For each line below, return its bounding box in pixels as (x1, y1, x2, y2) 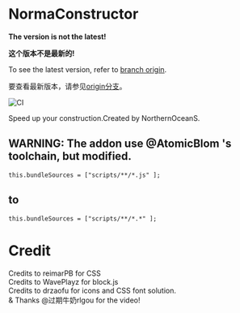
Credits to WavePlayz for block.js (8, 277, 119, 286)
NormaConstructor (8, 5, 139, 24)
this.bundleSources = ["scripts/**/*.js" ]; (8, 171, 161, 179)
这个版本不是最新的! (8, 48, 75, 58)
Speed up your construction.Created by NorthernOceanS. (8, 113, 200, 122)
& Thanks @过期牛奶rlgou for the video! (8, 295, 141, 305)
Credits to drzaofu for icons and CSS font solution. (8, 285, 176, 295)
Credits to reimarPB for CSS (8, 268, 101, 278)
